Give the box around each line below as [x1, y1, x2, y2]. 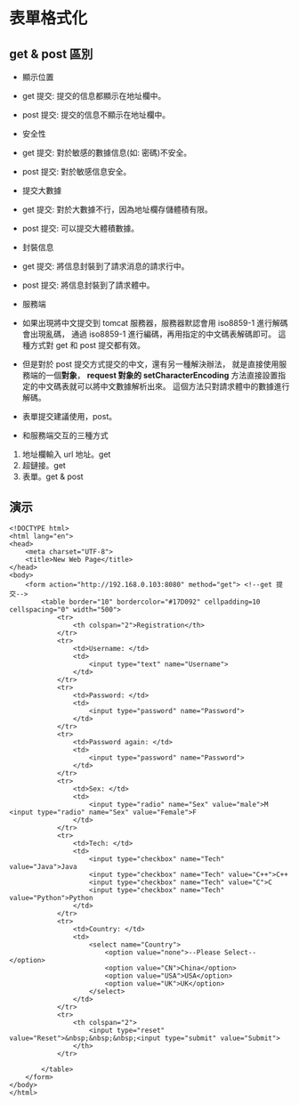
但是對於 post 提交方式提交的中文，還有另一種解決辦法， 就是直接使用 [21, 359, 279, 370]
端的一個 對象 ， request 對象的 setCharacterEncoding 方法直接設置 [29, 370, 279, 380]
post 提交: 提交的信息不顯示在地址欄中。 [21, 110, 171, 120]
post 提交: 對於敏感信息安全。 [21, 167, 132, 176]
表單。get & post [21, 471, 84, 482]
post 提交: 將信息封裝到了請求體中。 [21, 280, 155, 290]
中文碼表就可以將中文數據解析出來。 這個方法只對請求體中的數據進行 [37, 381, 290, 392]
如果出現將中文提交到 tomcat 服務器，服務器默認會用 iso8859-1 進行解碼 [21, 318, 288, 328]
